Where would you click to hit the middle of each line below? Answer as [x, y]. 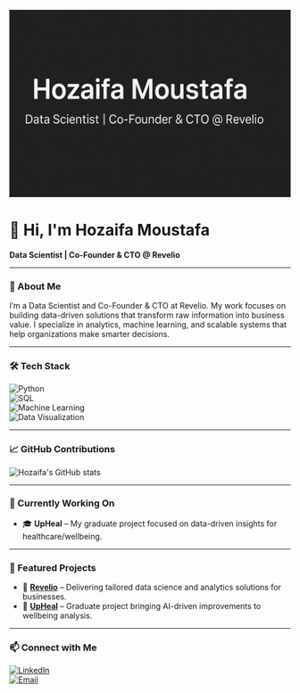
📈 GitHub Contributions [62, 450]
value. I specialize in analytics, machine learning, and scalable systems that [148, 324]
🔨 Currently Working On [62, 503]
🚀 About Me [35, 286]
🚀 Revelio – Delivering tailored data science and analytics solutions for [151, 587]
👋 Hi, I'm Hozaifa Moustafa [109, 230]
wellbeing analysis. [57, 615]
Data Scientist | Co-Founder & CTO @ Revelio [95, 254]
